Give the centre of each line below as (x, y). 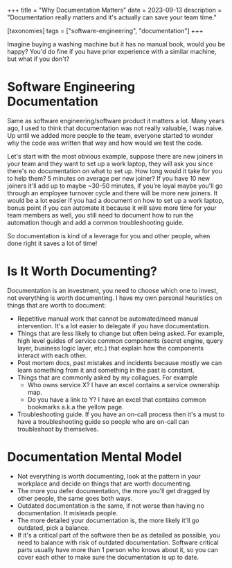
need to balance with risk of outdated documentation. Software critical (118, 542)
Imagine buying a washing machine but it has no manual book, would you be (116, 44)
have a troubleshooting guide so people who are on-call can (103, 421)
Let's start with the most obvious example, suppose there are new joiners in (115, 156)
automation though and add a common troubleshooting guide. (96, 222)
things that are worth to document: (56, 305)
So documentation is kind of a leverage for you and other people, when (109, 236)
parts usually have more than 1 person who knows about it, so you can (117, 549)
